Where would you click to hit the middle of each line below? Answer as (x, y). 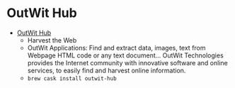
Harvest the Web (52, 40)
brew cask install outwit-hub (72, 78)
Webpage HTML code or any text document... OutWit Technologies (125, 55)
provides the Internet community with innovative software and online (127, 62)
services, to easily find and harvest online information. (107, 70)
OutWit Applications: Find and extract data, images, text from (116, 48)
